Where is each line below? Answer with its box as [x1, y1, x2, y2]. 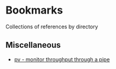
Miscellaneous [5, 40, 61, 50]
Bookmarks [5, 4, 63, 17]
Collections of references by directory [5, 23, 98, 30]
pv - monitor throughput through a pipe [14, 55, 110, 63]
